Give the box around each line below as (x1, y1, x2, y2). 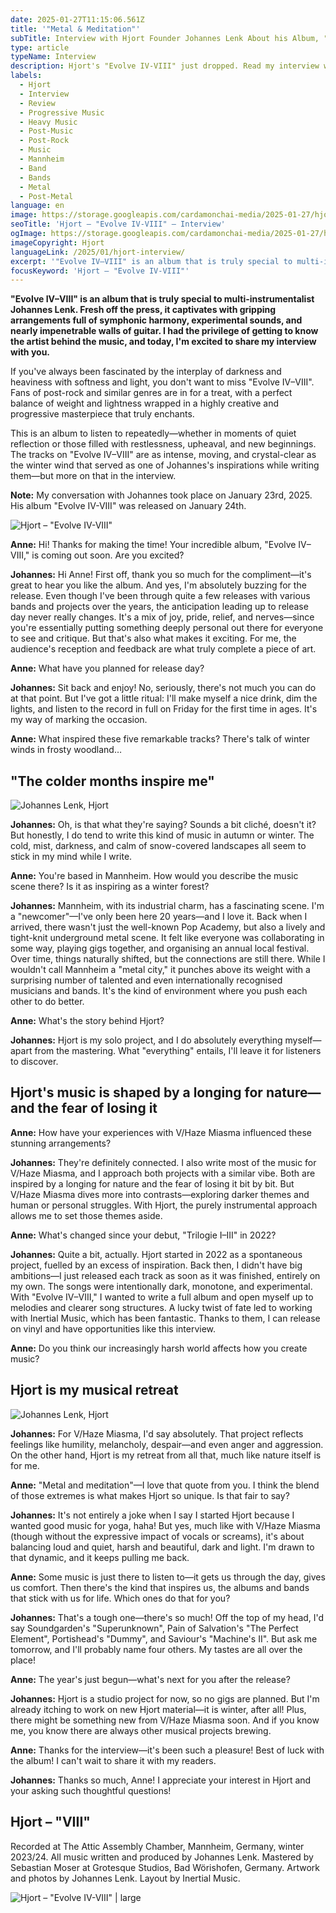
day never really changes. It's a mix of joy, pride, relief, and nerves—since (10, 611, 315, 623)
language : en (10, 201, 65, 211)
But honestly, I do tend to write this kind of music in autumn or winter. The (10, 829, 315, 841)
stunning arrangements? (10, 1137, 112, 1149)
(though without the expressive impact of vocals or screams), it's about (10, 1530, 305, 1542)
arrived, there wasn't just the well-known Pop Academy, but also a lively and (10, 921, 326, 933)
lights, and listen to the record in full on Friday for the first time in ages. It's (10, 703, 318, 715)
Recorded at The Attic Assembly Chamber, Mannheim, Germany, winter (10, 1840, 305, 1852)
